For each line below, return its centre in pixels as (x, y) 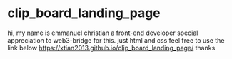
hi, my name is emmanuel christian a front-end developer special (103, 33)
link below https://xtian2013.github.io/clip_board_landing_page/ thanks (111, 48)
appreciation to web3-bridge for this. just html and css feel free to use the (116, 40)
